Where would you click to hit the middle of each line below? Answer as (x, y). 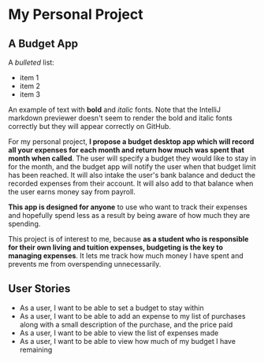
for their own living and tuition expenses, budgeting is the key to (115, 247)
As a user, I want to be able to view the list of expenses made (119, 333)
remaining (36, 349)
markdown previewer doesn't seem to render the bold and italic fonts (120, 118)
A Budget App (43, 44)
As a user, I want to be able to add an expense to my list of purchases (132, 316)
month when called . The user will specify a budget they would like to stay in (132, 158)
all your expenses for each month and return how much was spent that (126, 150)
